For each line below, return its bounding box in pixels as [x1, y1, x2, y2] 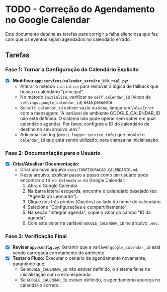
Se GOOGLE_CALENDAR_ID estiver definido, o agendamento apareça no [20, 277, 161, 283]
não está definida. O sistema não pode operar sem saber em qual [20, 115, 156, 122]
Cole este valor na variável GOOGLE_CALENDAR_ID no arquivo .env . [27, 220, 159, 226]
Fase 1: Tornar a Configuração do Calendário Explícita [5, 66, 139, 73]
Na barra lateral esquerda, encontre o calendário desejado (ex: [27, 188, 158, 194]
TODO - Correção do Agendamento [5, 4, 155, 15]
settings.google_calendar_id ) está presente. [20, 99, 114, 105]
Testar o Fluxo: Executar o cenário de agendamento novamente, [12, 255, 147, 261]
